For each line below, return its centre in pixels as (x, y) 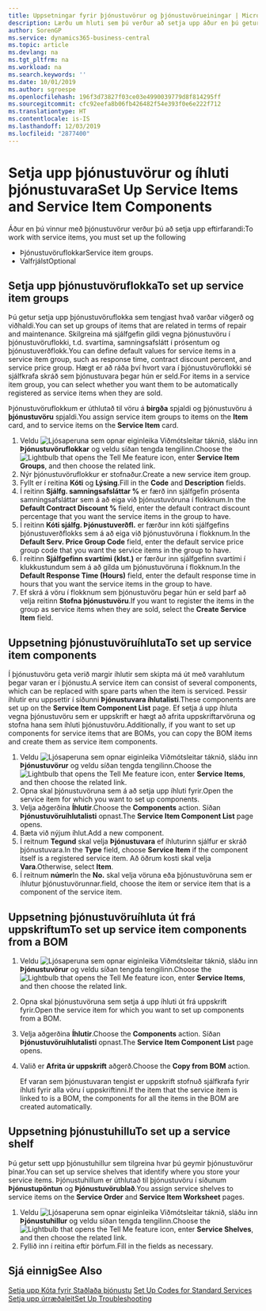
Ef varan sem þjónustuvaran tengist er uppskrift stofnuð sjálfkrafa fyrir (134, 1081)
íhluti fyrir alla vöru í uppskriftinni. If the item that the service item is (128, 1090)
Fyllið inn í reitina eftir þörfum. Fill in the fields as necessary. (116, 1246)
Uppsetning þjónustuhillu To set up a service (120, 1132)
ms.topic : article (38, 45)
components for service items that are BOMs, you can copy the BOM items (130, 733)
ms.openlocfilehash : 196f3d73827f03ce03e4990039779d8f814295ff (115, 97)
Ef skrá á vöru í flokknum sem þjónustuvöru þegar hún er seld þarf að (133, 593)
